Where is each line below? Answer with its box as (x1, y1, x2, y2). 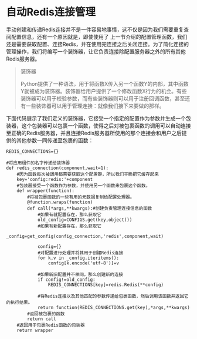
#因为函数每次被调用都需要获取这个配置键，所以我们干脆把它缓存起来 (16, 171, 159, 177)
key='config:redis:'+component (16, 176, 93, 182)
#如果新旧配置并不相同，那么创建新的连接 (37, 271, 123, 277)
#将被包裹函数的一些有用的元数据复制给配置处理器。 (27, 194, 135, 200)
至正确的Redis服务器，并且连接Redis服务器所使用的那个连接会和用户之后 (6, 129, 182, 136)
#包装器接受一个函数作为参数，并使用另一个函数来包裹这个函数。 (16, 183, 151, 189)
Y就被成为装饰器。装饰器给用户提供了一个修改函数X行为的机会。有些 (20, 88, 187, 95)
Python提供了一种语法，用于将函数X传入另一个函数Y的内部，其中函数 (20, 80, 189, 87)
